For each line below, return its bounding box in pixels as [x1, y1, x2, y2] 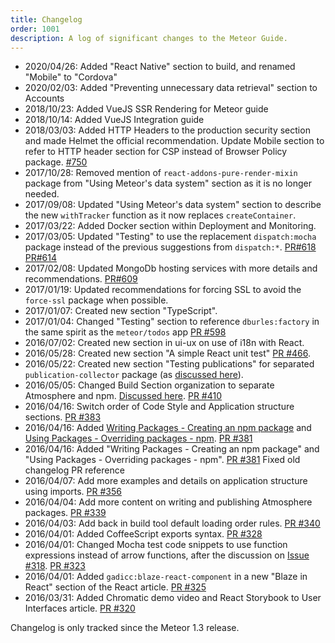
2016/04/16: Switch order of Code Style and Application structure [24, 401, 295, 413]
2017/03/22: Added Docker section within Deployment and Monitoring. [24, 220, 317, 232]
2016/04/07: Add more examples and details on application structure [24, 475, 308, 487]
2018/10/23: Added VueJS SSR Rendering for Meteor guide [24, 103, 269, 115]
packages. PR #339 [24, 507, 107, 519]
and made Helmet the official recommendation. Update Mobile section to [24, 135, 325, 147]
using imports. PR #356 [24, 486, 122, 498]
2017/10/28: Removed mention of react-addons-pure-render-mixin [24, 167, 298, 179]
